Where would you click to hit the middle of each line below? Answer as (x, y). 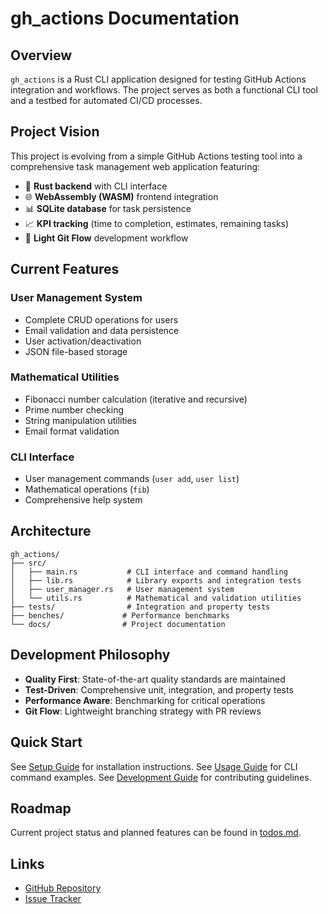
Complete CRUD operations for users (101, 319)
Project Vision (55, 132)
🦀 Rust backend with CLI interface (96, 186)
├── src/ (28, 563)
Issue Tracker (53, 899)
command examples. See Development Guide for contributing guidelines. (161, 777)
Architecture (51, 531)
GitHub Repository (63, 888)
